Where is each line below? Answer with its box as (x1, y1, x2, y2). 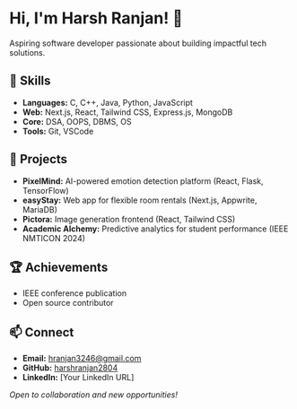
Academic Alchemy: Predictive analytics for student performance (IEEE (22, 223, 289, 234)
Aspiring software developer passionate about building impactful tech (9, 38, 267, 48)
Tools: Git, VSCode (22, 126, 94, 136)
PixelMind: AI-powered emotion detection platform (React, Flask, (22, 175, 264, 187)
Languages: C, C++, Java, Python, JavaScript (22, 97, 193, 108)
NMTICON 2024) (22, 232, 86, 243)
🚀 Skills (9, 74, 51, 89)
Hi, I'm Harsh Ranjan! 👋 (9, 8, 184, 29)
